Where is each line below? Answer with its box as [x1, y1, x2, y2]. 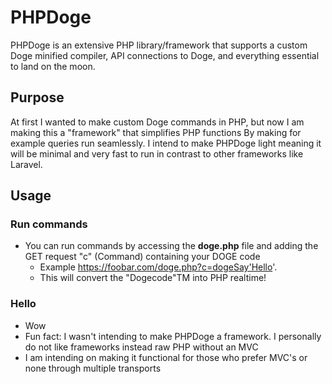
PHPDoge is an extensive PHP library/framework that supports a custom [10, 39, 308, 51]
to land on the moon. [10, 60, 96, 72]
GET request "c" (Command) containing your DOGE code [24, 251, 261, 263]
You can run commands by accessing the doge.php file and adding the [24, 240, 319, 252]
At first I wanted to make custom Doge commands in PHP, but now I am [10, 116, 305, 128]
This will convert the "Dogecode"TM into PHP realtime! [39, 272, 267, 284]
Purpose [10, 89, 65, 106]
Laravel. [10, 158, 43, 170]
